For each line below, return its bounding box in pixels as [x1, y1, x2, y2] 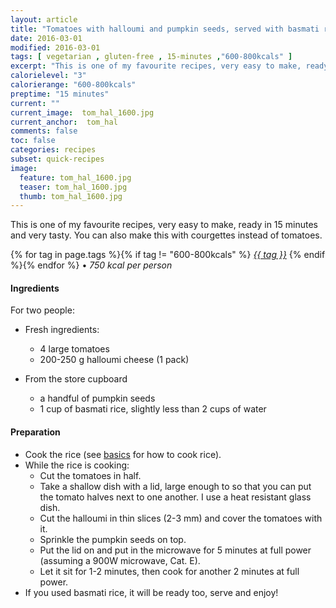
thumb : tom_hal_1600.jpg [19, 191, 123, 201]
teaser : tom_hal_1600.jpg [19, 182, 128, 192]
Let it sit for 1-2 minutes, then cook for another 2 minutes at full [39, 565, 300, 577]
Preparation [10, 426, 61, 438]
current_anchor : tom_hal [10, 117, 118, 127]
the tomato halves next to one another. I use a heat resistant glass [39, 491, 312, 503]
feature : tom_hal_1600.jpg [19, 172, 132, 183]
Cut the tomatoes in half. [39, 469, 142, 481]
